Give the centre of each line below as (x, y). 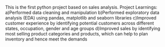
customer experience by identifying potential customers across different (79, 23)
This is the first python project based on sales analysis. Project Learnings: (81, 7)
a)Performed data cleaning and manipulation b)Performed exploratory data (82, 12)
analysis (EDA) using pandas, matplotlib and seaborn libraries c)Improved (81, 18)
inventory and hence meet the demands (46, 39)
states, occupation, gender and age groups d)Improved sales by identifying (83, 28)
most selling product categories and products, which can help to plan (77, 34)
